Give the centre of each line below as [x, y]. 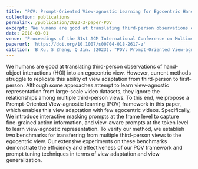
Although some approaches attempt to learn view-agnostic [98, 85]
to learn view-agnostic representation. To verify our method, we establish [95, 129]
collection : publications [38, 17]
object [14, 72]
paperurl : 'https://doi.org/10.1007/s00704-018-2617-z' [76, 45]
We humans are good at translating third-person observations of [84, 66]
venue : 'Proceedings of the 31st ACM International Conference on [89, 39]
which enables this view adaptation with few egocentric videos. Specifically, [99, 110]
